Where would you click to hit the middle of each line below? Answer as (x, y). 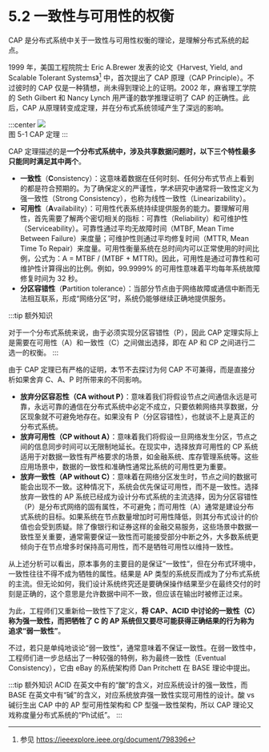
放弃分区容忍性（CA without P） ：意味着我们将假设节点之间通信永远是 (135, 396)
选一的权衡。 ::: (34, 352)
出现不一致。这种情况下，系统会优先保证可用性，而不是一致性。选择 (146, 486)
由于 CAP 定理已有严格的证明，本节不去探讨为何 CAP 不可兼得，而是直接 (128, 369)
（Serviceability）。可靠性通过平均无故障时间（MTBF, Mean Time (127, 228)
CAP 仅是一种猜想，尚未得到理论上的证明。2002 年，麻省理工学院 (147, 87)
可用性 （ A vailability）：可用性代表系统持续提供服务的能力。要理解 (128, 208)
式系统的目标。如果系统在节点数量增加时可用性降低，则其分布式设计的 (136, 517)
